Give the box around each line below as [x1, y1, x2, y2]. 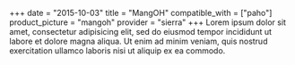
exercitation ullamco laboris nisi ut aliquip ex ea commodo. [9, 45, 226, 56]
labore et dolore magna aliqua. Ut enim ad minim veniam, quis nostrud [9, 36, 268, 46]
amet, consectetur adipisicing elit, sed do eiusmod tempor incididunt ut [9, 27, 272, 37]
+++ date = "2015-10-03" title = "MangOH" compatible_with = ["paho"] [9, 8, 273, 18]
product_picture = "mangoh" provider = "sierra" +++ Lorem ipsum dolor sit [9, 17, 287, 28]
